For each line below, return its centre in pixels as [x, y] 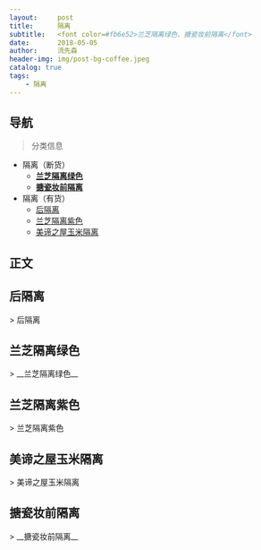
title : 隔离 [40, 26]
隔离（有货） [46, 199]
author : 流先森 [43, 51]
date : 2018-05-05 [54, 43]
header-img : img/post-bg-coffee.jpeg [80, 59]
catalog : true [36, 68]
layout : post [42, 17]
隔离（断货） [46, 165]
